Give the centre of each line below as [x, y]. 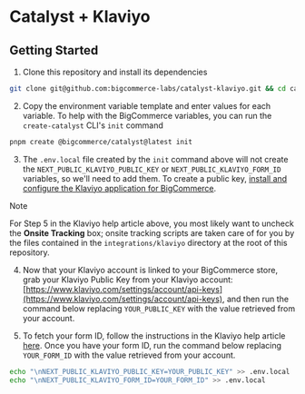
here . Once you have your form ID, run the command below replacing [152, 345]
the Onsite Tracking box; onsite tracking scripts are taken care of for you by [152, 232]
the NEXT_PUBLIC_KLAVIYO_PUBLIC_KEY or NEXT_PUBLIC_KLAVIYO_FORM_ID [152, 169]
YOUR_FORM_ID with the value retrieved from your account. [129, 355]
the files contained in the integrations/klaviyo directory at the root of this [148, 242]
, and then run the [255, 299]
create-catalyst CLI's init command [93, 125]
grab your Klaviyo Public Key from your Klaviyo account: [128, 280]
